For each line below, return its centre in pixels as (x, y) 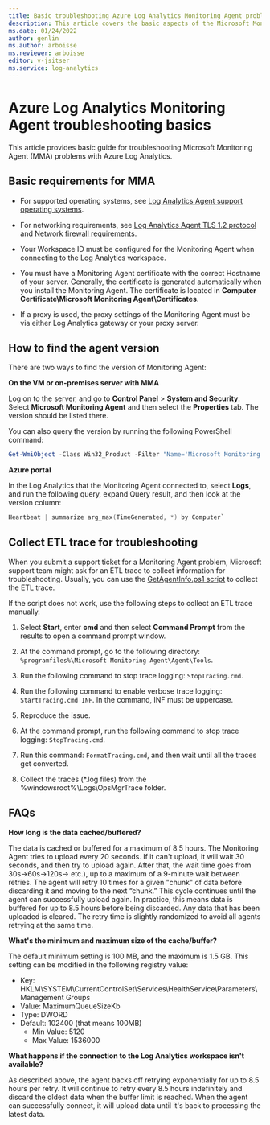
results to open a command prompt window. (93, 636)
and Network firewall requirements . (78, 233)
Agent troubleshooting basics (110, 125)
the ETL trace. (32, 587)
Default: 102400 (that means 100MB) (81, 1023)
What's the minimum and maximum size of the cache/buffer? (112, 940)
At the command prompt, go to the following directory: (110, 651)
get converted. (44, 763)
